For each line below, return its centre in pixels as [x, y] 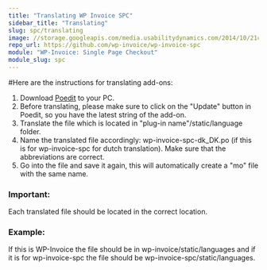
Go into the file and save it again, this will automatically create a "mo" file [139, 165]
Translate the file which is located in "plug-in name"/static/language [131, 123]
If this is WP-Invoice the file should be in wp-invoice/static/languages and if [132, 249]
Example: [27, 233]
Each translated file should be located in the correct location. [108, 212]
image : [19, 38]
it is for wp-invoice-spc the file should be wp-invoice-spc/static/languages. [132, 258]
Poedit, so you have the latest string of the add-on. [103, 114]
